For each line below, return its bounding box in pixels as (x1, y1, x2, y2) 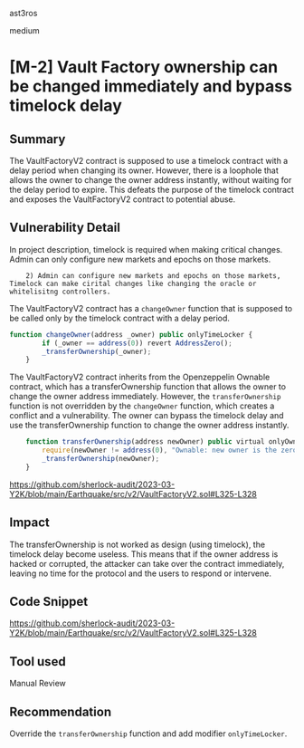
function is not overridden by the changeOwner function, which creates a (9, 400, 275, 411)
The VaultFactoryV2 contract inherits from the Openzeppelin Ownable (9, 371, 271, 383)
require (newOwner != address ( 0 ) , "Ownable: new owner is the (42, 446, 278, 456)
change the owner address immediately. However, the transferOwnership (9, 391, 281, 402)
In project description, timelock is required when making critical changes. (9, 244, 283, 254)
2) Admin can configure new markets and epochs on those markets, (25, 271, 281, 280)
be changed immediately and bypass (9, 76, 292, 97)
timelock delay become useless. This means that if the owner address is (9, 548, 279, 560)
